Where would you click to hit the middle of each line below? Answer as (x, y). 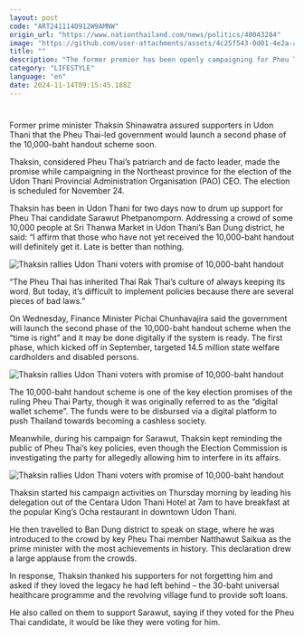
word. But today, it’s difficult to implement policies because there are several (152, 291)
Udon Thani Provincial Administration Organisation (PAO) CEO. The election (150, 181)
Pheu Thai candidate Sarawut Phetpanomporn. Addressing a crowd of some (152, 217)
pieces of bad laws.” (47, 300)
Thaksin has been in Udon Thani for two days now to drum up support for (146, 208)
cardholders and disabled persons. (74, 356)
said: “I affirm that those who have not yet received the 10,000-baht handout (152, 237)
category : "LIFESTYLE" (52, 69)
